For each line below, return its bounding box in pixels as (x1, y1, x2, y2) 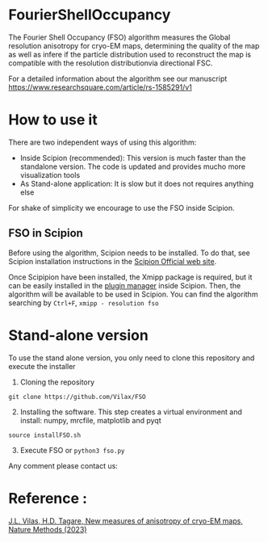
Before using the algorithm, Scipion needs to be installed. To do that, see (8, 248, 250, 258)
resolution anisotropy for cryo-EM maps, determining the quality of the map (8, 40, 260, 50)
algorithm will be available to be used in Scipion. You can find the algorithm (8, 289, 258, 299)
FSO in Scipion (8, 226, 83, 240)
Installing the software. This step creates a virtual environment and (19, 406, 242, 417)
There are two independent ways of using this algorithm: (8, 137, 197, 147)
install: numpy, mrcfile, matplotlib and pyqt (19, 415, 161, 425)
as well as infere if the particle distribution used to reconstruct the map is (8, 49, 252, 59)
